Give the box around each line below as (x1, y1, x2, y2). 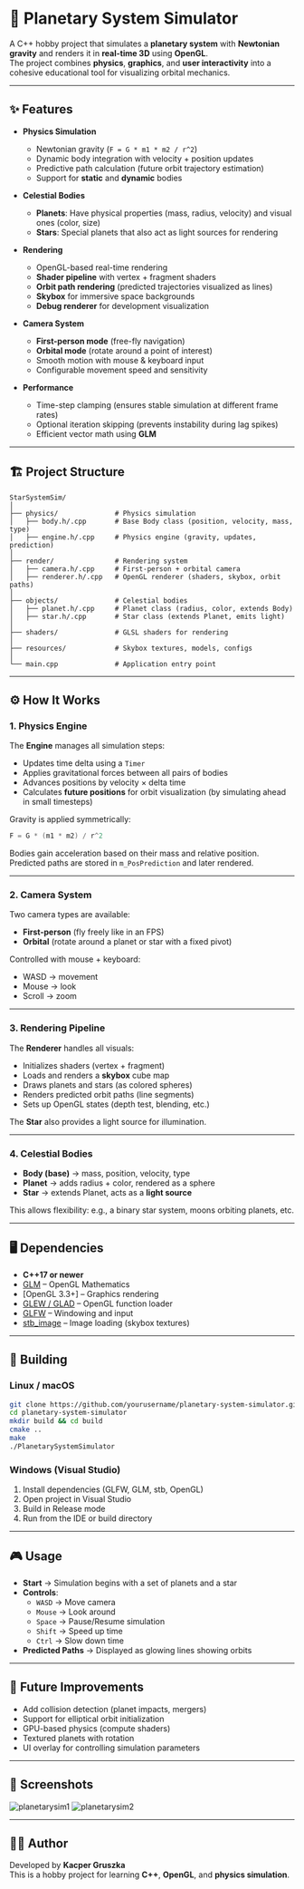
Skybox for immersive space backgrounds (35, 290, 195, 302)
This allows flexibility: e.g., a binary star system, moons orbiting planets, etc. (9, 1205, 295, 1216)
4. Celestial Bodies (9, 1147, 93, 1159)
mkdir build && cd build (9, 1417, 103, 1426)
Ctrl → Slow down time (35, 1635, 125, 1646)
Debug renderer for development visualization (35, 300, 210, 311)
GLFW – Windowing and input (22, 1307, 134, 1318)
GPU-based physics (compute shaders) (22, 1722, 171, 1734)
